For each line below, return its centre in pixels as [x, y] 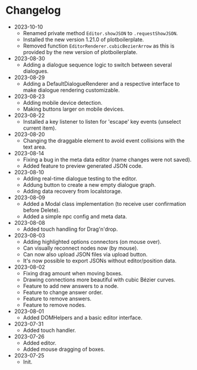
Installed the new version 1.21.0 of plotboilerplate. [83, 39]
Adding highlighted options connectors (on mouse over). [92, 242]
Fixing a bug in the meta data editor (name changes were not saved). [107, 159]
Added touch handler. [50, 330]
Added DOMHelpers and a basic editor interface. [83, 317]
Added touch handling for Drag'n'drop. [70, 229]
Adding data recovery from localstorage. [72, 191]
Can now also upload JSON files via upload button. [85, 254]
